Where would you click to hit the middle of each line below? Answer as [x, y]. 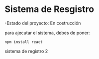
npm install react [24, 42]
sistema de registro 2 [26, 51]
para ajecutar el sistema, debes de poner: [47, 32]
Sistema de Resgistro [49, 9]
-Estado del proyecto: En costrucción [43, 23]
